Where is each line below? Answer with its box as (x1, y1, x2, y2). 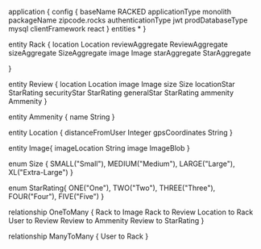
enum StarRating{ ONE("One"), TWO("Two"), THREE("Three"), (8, 183, 216, 193)
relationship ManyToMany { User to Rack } (8, 231, 149, 241)
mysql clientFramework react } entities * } (8, 24, 147, 33)
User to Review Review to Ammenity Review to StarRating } (8, 216, 205, 225)
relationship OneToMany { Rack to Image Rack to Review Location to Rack (8, 207, 254, 217)
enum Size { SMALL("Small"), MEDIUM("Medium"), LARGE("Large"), (8, 159, 235, 168)
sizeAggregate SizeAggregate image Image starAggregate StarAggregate (8, 48, 251, 57)
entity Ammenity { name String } (8, 112, 115, 122)
